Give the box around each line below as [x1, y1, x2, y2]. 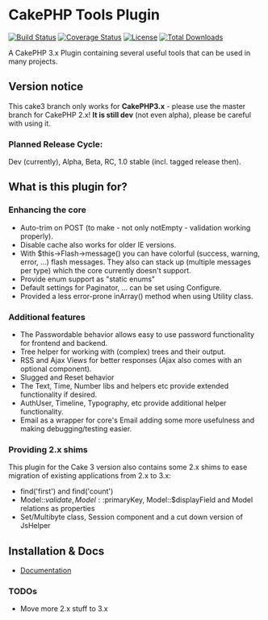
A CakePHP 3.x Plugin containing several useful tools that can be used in [8, 48, 251, 57]
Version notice [8, 80, 84, 94]
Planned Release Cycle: [8, 139, 103, 150]
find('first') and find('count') [19, 486, 114, 497]
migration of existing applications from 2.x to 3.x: [8, 471, 172, 481]
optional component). [19, 364, 92, 374]
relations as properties [19, 504, 95, 514]
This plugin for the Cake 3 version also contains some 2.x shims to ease [8, 462, 248, 472]
